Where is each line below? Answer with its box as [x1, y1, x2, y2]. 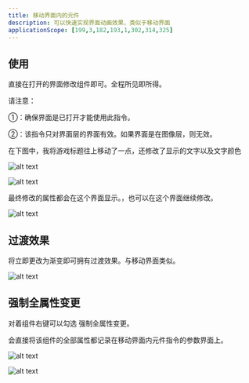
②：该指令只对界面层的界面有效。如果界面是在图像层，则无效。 [8, 129, 217, 139]
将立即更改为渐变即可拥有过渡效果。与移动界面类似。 [8, 256, 180, 265]
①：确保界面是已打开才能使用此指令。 [8, 113, 135, 122]
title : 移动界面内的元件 [8, 11, 80, 20]
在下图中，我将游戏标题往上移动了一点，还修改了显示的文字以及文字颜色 [8, 146, 241, 155]
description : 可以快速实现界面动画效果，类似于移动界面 [8, 19, 171, 27]
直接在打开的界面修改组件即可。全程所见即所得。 [8, 79, 166, 89]
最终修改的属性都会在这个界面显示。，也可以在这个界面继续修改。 [8, 193, 218, 202]
